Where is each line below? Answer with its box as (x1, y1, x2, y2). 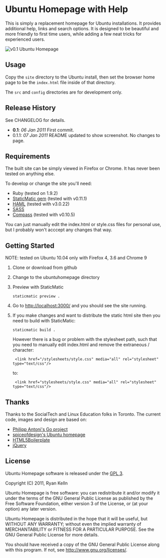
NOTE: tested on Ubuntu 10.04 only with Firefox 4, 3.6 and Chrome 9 (5, 255, 147, 261)
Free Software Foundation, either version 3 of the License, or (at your (5, 500, 148, 507)
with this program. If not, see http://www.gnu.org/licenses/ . (5, 546, 128, 552)
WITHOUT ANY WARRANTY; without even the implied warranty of (5, 521, 141, 527)
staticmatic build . (12, 327, 56, 333)
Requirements (5, 152, 50, 161)
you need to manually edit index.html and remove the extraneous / (12, 341, 149, 348)
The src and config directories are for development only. (5, 89, 123, 95)
